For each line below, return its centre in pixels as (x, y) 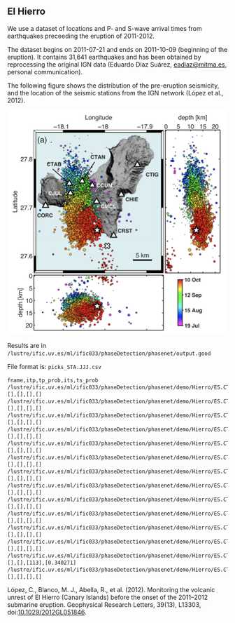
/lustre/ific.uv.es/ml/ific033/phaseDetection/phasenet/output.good (109, 354)
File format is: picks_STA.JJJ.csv (54, 366)
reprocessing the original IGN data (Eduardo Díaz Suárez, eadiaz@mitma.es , (117, 64)
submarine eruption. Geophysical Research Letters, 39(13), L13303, (104, 604)
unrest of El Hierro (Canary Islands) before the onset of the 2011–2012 (108, 597)
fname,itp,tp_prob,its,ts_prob (53, 380)
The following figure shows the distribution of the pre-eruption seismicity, (113, 85)
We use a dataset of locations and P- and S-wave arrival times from (105, 28)
